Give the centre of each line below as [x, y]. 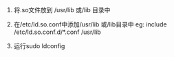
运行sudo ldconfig [39, 46]
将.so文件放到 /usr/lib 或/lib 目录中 [62, 10]
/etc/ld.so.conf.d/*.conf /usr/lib [57, 32]
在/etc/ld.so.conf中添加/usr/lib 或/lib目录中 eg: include [90, 24]
